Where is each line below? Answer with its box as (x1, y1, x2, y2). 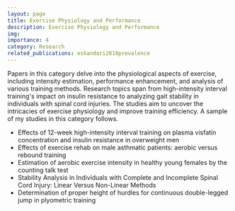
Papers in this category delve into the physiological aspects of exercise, (7, 69, 217, 78)
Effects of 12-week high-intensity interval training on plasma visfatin (17, 128, 217, 137)
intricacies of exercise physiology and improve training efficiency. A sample (7, 107, 228, 115)
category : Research (7, 43, 65, 50)
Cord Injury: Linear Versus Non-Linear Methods (17, 181, 156, 189)
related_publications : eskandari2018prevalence (7, 50, 151, 57)
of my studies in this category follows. (7, 114, 119, 122)
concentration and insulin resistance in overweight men (17, 135, 180, 144)
